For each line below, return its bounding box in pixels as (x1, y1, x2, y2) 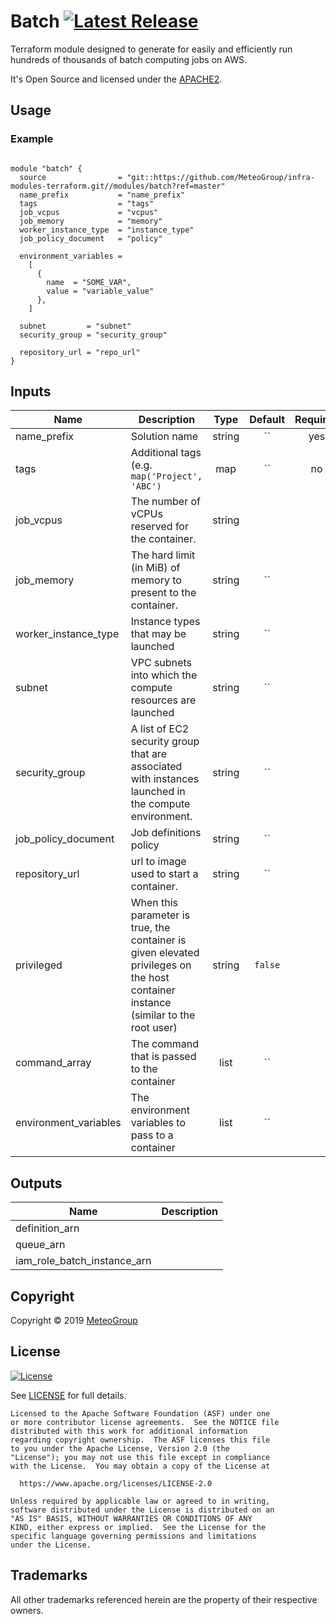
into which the (130, 668, 198, 682)
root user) (130, 1021, 178, 1035)
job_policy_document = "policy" (19, 233, 163, 244)
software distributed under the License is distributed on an (10, 1505, 275, 1515)
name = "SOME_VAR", (46, 277, 132, 287)
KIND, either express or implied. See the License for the (10, 1522, 267, 1532)
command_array (15, 1056, 92, 1070)
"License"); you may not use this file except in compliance (10, 1452, 271, 1462)
